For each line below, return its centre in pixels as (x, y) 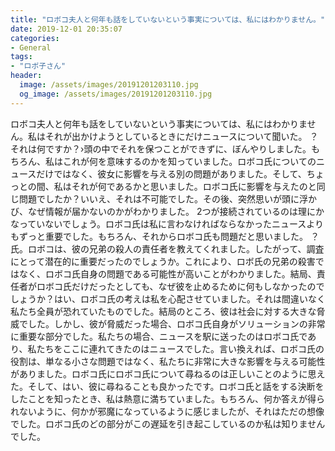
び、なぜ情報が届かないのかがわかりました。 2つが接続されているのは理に (163, 211)
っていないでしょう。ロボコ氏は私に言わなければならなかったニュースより (171, 223)
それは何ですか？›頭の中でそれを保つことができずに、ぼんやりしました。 (161, 148)
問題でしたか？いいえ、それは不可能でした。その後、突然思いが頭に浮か (167, 198)
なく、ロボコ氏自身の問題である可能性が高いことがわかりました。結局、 (167, 273)
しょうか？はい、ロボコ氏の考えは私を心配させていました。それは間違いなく (168, 298)
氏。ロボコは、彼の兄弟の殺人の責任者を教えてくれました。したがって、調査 (167, 248)
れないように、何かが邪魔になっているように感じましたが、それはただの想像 (167, 411)
